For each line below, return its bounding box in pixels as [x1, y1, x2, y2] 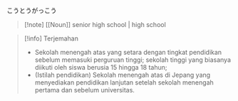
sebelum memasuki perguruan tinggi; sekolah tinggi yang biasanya [34, 55, 231, 64]
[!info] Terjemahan [24, 34, 79, 43]
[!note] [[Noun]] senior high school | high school [24, 21, 167, 28]
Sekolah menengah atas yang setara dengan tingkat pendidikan [34, 48, 222, 56]
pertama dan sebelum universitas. [34, 86, 135, 94]
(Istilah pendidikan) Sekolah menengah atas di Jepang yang [34, 70, 211, 79]
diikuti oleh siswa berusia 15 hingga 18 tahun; [34, 63, 167, 71]
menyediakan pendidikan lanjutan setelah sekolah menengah [34, 78, 214, 87]
